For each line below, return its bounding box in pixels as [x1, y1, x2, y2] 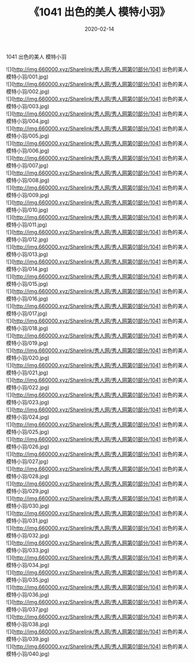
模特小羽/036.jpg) [6, 591, 50, 598]
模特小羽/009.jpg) [6, 191, 50, 198]
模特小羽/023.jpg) [6, 398, 50, 405]
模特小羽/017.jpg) [6, 310, 48, 317]
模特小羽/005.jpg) [6, 132, 50, 139]
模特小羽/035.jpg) [6, 576, 50, 583]
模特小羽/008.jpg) [6, 176, 50, 184]
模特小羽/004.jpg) [6, 117, 50, 124]
